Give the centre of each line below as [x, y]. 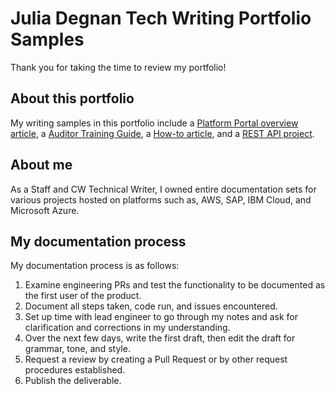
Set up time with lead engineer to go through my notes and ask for [161, 317]
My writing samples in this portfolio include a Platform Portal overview [154, 123]
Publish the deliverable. [73, 381]
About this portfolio [72, 98]
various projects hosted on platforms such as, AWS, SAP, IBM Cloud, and [161, 199]
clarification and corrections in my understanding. [127, 328]
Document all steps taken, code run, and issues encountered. [151, 306]
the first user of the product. [83, 296]
